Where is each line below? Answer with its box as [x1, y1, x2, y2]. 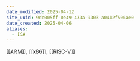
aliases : [6, 25, 28, 32]
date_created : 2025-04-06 [6, 20, 72, 26]
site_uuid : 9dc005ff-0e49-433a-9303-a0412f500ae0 [6, 14, 135, 21]
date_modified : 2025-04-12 [6, 8, 75, 15]
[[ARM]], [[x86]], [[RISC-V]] [6, 48, 75, 55]
